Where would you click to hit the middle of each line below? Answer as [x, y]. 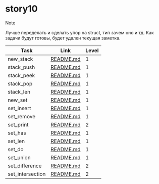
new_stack [20, 59]
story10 [21, 9]
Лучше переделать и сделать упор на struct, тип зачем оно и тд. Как [79, 32]
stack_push [21, 67]
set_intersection [27, 174]
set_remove [22, 116]
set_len [16, 141]
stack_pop [20, 83]
